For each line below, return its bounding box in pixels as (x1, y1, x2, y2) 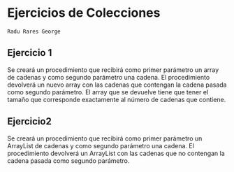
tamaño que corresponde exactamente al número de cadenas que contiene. (7, 95, 226, 103)
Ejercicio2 (7, 115, 52, 127)
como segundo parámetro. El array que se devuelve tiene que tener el (7, 87, 209, 96)
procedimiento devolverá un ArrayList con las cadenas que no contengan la (7, 149, 225, 157)
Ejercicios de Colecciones (7, 5, 161, 21)
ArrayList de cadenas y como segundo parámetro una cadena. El (7, 141, 194, 150)
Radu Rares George (7, 28, 61, 35)
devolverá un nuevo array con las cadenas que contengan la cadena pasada (7, 80, 227, 89)
